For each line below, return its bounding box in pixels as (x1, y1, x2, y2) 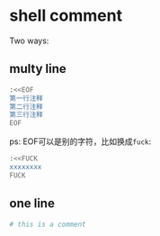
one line (9, 195, 56, 212)
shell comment (9, 5, 123, 26)
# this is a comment (9, 220, 87, 229)
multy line (9, 61, 67, 77)
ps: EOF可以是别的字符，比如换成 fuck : (9, 136, 152, 147)
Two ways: (9, 35, 49, 46)
